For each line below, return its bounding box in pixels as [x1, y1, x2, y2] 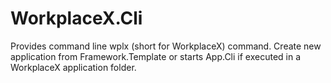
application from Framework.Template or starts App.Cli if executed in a [10, 50, 302, 62]
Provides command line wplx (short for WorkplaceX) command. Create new [10, 40, 322, 52]
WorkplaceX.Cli [10, 7, 143, 30]
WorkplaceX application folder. [10, 61, 137, 73]
